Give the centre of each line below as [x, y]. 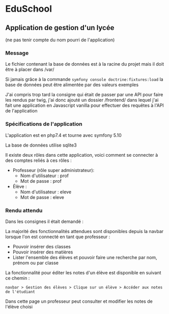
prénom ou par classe [36, 263]
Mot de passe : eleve [42, 197]
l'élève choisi [19, 306]
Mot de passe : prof [41, 181]
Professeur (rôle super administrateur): [53, 170]
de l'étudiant [20, 292]
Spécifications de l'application [44, 124]
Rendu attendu [24, 210]
